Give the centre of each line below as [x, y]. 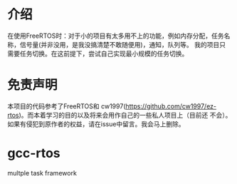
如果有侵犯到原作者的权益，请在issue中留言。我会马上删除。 [96, 124]
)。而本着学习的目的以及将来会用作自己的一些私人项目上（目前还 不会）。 [125, 115]
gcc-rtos [34, 153]
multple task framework [42, 173]
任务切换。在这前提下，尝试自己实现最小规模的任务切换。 [104, 53]
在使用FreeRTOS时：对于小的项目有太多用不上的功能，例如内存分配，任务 [116, 36]
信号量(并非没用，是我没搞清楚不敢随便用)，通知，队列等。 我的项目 [120, 44]
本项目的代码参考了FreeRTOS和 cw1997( [67, 106]
